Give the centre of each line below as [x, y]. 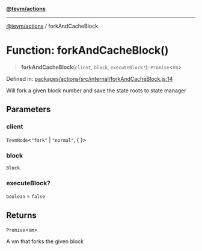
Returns [22, 215]
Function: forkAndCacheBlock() [87, 50]
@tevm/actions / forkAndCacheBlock [52, 26]
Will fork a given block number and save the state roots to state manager [96, 91]
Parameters [29, 110]
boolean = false [26, 196]
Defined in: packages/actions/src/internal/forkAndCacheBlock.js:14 [90, 78]
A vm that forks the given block [45, 241]
